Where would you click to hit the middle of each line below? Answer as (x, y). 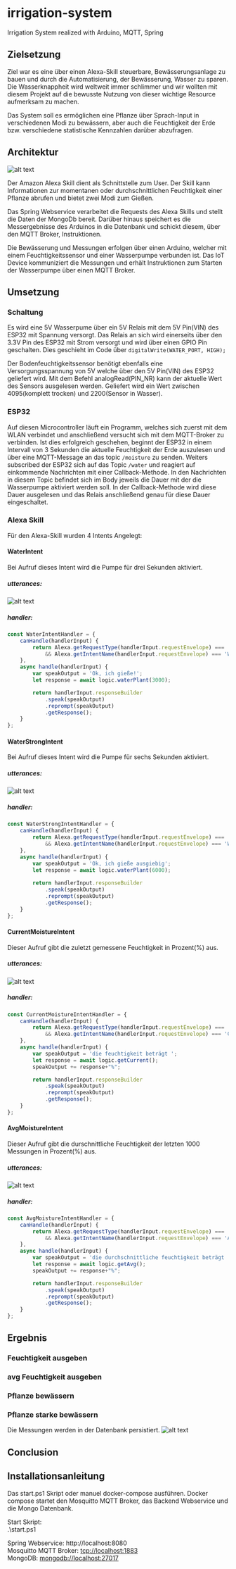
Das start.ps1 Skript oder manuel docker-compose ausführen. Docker (108, 1493)
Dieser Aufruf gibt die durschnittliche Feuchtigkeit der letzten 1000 (104, 1144)
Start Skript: (25, 1522)
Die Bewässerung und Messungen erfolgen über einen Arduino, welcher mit (117, 247)
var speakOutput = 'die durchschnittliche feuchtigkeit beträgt (129, 1258)
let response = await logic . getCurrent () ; (96, 1060)
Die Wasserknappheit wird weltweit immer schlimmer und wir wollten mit (112, 87)
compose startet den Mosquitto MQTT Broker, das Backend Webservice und (118, 1501)
